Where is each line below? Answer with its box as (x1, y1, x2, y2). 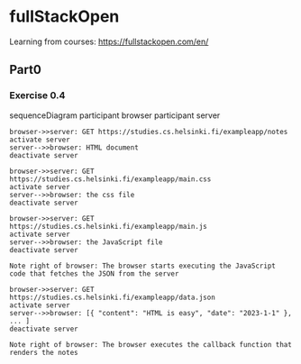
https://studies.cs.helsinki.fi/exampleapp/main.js (9, 222, 207, 231)
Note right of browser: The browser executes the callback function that (9, 340, 293, 349)
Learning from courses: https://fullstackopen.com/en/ (9, 36, 209, 47)
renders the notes (9, 348, 78, 357)
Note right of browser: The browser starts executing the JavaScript (9, 261, 277, 270)
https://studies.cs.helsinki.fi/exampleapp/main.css (9, 174, 212, 184)
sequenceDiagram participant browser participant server (9, 110, 221, 121)
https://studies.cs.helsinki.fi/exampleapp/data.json (9, 293, 216, 302)
